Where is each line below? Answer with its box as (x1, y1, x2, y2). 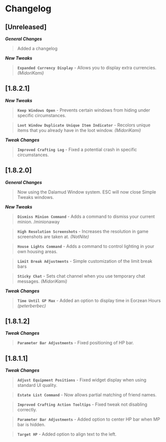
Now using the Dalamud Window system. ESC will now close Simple (17, 189, 156, 195)
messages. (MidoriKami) (17, 278, 68, 284)
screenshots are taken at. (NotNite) (17, 234, 89, 240)
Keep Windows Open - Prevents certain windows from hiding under (17, 107, 150, 113)
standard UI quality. (17, 382, 57, 388)
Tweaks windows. (17, 194, 55, 200)
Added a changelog (17, 46, 58, 51)
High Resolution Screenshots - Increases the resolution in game (17, 228, 149, 234)
